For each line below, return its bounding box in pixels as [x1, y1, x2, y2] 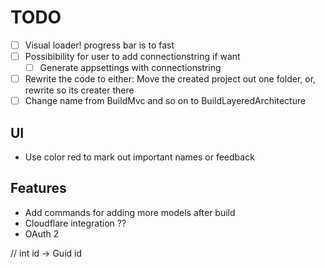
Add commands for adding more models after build [24, 206, 236, 218]
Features [10, 180, 67, 197]
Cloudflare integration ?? [24, 217, 127, 229]
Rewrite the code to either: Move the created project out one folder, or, [24, 73, 317, 85]
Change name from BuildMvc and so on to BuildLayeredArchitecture [24, 95, 307, 107]
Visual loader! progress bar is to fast [24, 39, 175, 51]
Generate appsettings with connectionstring [39, 62, 222, 74]
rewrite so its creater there [24, 84, 135, 96]
